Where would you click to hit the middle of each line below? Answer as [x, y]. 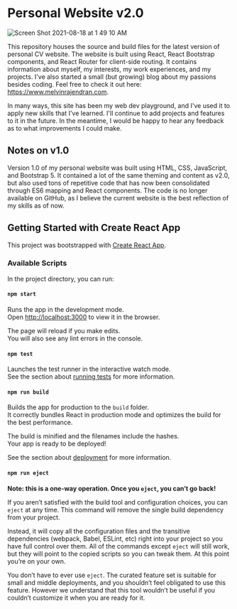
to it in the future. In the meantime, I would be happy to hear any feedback [116, 120]
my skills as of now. [36, 205]
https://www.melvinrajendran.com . [58, 92]
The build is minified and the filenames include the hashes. [93, 436]
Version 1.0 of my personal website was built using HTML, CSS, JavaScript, [117, 168]
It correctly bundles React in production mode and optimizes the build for [114, 415]
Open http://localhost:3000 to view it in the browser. [84, 317]
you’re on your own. [37, 561]
